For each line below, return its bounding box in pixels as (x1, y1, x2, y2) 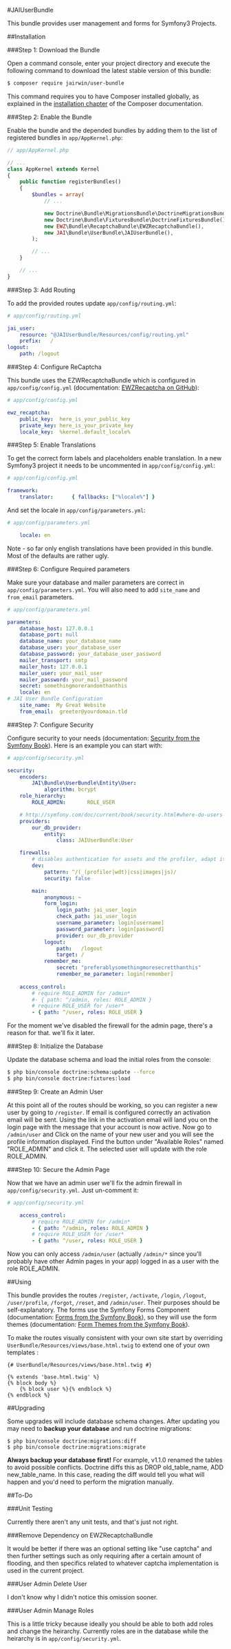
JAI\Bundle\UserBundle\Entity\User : (32, 780, 137, 787)
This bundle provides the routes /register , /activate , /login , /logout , (7, 1291, 206, 1299)
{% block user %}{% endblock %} (19, 1386, 112, 1393)
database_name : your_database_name (19, 638, 122, 645)
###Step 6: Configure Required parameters (7, 564, 131, 573)
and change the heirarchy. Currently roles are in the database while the (7, 1627, 208, 1635)
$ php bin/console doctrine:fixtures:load (7, 1075, 131, 1082)
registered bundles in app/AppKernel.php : (7, 134, 123, 142)
